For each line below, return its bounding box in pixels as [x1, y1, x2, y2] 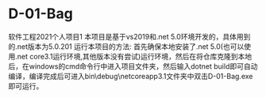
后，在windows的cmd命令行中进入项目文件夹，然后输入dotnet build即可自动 [8, 61, 258, 71]
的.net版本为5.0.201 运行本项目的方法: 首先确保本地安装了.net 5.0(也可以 [8, 41, 245, 51]
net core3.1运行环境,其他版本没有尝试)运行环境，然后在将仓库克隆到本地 [17, 51, 253, 61]
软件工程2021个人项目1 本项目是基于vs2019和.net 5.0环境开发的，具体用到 [8, 32, 251, 41]
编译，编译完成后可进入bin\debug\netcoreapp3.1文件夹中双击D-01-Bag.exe [8, 71, 253, 81]
